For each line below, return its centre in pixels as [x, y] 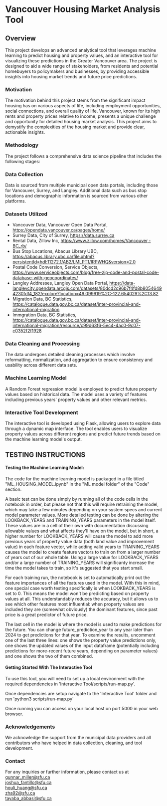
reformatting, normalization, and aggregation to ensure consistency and [79, 360]
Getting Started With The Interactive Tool [49, 667]
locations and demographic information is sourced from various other [77, 196]
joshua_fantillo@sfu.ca [28, 783]
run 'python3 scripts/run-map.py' [39, 699]
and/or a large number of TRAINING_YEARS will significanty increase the [80, 563]
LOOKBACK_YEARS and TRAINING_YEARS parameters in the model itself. [81, 520]
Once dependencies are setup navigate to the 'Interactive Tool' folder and [81, 693]
